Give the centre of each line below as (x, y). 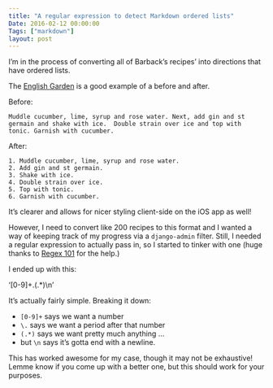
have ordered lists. (39, 71)
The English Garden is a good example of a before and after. (109, 86)
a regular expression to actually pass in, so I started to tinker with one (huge (135, 245)
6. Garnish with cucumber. (54, 197)
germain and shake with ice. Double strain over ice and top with (125, 124)
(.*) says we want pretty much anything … (92, 334)
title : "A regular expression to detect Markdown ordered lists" (121, 16)
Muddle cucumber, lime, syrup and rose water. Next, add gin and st (127, 117)
